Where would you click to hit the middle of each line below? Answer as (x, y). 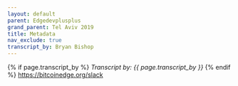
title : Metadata (31, 34)
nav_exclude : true (35, 41)
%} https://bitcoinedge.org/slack (55, 75)
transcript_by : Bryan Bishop (51, 47)
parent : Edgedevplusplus (44, 21)
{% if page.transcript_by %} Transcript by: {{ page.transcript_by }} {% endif (119, 67)
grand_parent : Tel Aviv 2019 (51, 27)
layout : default (31, 14)
